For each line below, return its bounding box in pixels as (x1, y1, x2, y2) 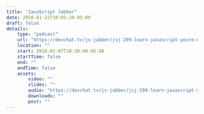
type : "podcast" (17, 31, 59, 37)
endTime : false (17, 65, 56, 71)
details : (6, 25, 29, 32)
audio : (28, 87, 45, 93)
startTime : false (17, 54, 61, 60)
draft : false (6, 20, 39, 26)
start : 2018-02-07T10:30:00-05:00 (17, 48, 104, 54)
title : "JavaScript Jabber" (6, 8, 78, 15)
